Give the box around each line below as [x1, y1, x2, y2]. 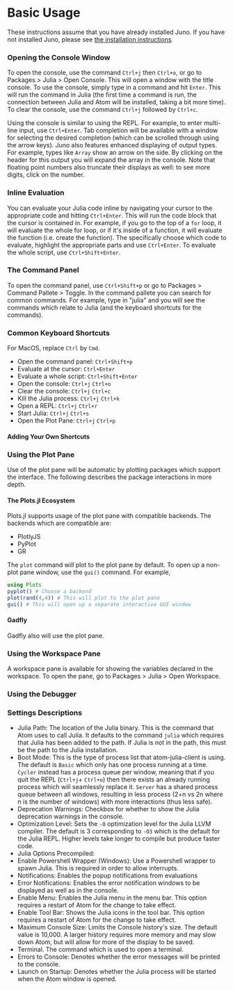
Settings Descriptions [7, 708, 82, 717]
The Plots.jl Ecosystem [7, 496, 75, 505]
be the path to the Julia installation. [17, 746, 118, 754]
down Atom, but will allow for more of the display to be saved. [17, 938, 195, 946]
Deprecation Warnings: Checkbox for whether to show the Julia [17, 805, 200, 813]
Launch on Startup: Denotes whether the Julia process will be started [17, 968, 216, 976]
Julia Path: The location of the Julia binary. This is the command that [17, 724, 214, 732]
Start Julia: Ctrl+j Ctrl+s [17, 409, 90, 418]
